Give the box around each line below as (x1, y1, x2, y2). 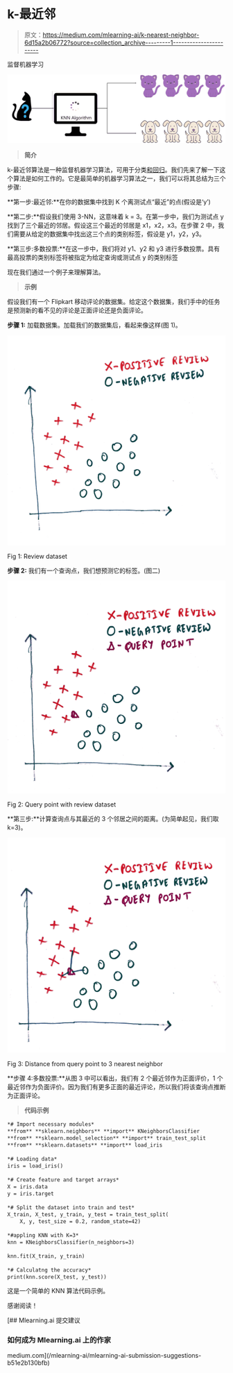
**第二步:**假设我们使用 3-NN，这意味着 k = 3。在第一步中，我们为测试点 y (7, 212, 224, 221)
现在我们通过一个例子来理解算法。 (7, 268, 105, 276)
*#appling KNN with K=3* (7, 1231, 79, 1239)
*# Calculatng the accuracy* (7, 1266, 92, 1274)
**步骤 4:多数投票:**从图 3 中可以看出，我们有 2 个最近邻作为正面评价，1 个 (7, 1074, 223, 1082)
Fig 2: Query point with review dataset (7, 800, 116, 809)
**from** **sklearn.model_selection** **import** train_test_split (7, 1134, 207, 1142)
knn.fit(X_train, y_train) (7, 1252, 85, 1260)
